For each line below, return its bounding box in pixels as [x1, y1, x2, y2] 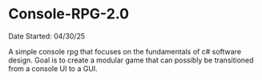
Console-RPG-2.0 [8, 5, 130, 23]
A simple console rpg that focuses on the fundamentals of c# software [8, 46, 242, 56]
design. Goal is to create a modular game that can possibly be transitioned [8, 55, 254, 65]
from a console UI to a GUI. [8, 63, 98, 73]
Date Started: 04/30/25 [8, 31, 86, 41]
